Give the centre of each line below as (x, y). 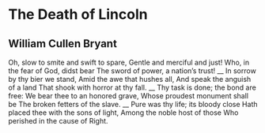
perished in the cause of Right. (58, 121)
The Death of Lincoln (78, 15)
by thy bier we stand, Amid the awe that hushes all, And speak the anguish (130, 79)
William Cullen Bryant (62, 44)
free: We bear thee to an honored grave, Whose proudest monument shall (129, 96)
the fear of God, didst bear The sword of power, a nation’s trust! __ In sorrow (132, 71)
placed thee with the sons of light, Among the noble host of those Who (123, 113)
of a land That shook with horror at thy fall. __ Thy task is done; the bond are (132, 87)
